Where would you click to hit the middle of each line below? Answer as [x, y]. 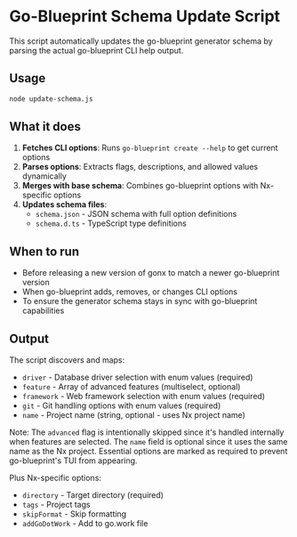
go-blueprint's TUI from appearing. [73, 461]
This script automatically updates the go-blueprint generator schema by [141, 41]
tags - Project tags [56, 505]
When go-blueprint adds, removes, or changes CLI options [130, 292]
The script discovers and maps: [67, 360]
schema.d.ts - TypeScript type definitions [111, 223]
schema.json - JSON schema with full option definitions [136, 214]
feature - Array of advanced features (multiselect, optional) [131, 387]
